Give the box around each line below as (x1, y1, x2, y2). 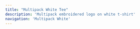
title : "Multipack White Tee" (5, 7, 69, 12)
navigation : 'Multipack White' (5, 16, 71, 21)
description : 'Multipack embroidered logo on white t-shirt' (5, 12, 136, 17)
